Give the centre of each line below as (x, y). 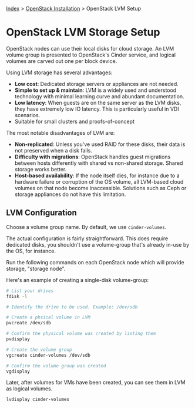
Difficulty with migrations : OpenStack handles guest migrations (93, 157)
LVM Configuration (42, 213)
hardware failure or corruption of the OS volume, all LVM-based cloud (99, 181)
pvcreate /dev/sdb (28, 323)
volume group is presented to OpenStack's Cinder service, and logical (91, 55)
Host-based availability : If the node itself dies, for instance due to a (97, 175)
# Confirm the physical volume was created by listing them (81, 334)
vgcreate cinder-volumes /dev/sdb (48, 355)
